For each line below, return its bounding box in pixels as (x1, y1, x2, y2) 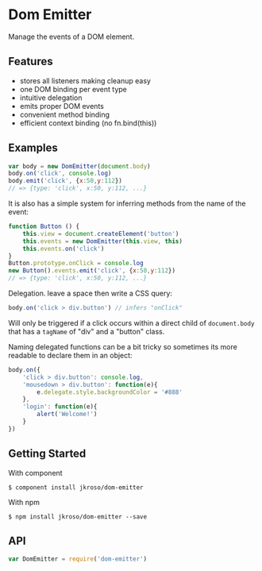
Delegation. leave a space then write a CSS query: (8, 288, 173, 299)
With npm (8, 497, 40, 507)
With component (8, 468, 63, 477)
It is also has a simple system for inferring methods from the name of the (8, 199, 246, 208)
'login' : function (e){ (22, 403, 98, 411)
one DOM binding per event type (19, 84, 127, 94)
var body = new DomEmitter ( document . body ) (8, 162, 151, 170)
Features (8, 55, 53, 68)
